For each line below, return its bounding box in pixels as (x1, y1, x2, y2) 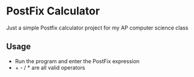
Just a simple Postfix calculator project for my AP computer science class (6, 24, 189, 31)
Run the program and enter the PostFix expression (14, 57, 140, 64)
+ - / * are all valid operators (14, 64, 85, 71)
